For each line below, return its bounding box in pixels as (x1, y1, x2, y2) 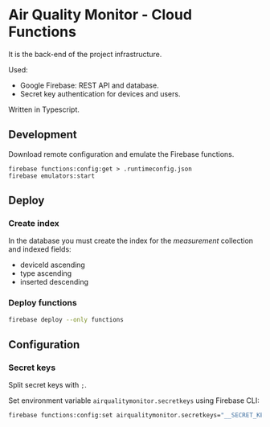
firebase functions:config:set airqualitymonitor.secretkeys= (8, 412, 221, 420)
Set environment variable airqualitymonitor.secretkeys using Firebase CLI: (8, 396, 260, 405)
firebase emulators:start (8, 171, 95, 180)
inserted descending (19, 277, 88, 287)
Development (8, 128, 78, 142)
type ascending (19, 269, 72, 278)
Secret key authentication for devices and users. (19, 88, 181, 98)
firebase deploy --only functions (8, 315, 125, 323)
